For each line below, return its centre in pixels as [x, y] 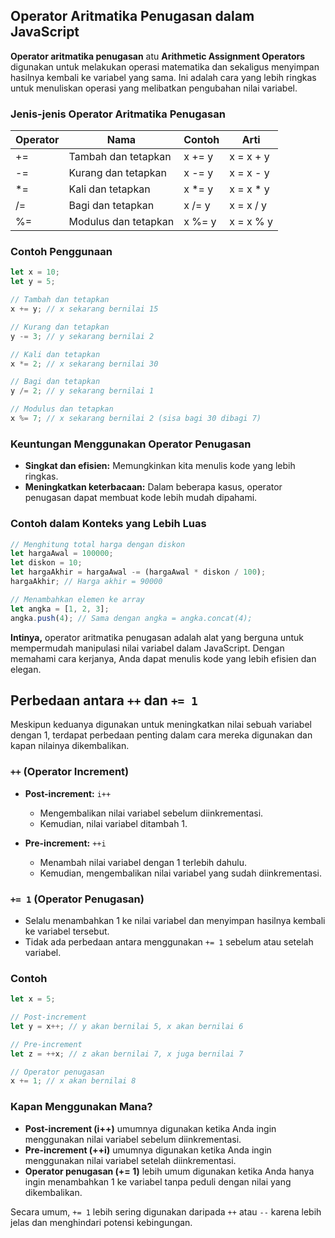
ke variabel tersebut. [67, 931]
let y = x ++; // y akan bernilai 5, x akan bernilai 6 [127, 1026]
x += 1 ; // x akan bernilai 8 [73, 1081]
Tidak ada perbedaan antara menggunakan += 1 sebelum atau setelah [169, 941]
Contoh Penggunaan [61, 252]
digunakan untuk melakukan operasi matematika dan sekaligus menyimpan [165, 66]
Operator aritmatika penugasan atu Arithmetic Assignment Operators [158, 56]
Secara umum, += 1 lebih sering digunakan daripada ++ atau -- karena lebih [166, 1211]
